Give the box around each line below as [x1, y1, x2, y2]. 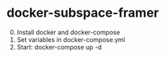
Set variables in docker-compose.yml [16, 35, 126, 43]
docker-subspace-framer [6, 5, 159, 21]
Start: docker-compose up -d [16, 43, 102, 51]
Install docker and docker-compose [16, 28, 120, 36]
